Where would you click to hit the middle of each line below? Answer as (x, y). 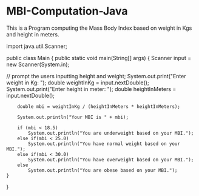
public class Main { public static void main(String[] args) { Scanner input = (99, 58)
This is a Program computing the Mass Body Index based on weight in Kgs (99, 28)
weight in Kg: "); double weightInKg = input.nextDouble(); (78, 83)
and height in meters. (33, 34)
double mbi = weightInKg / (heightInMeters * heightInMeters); (99, 106)
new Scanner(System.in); (38, 64)
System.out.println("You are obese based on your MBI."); (103, 170)
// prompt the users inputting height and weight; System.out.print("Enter (96, 76)
